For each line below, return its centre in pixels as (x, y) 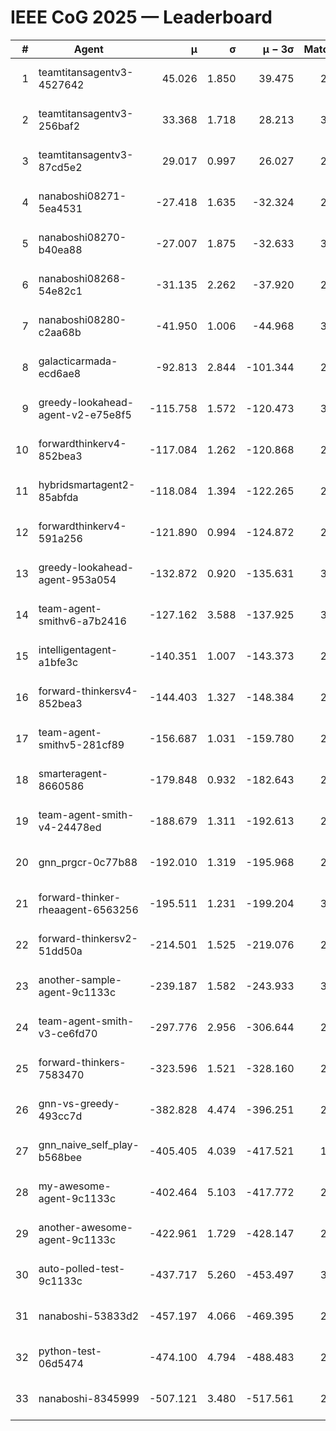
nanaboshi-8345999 (89, 1398)
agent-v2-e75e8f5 (85, 414)
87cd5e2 (60, 167)
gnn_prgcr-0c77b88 (88, 862)
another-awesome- (86, 1227)
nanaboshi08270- (82, 237)
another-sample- (80, 979)
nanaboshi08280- (82, 319)
